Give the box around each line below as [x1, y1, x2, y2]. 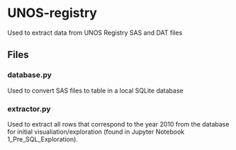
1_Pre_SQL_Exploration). [7, 134, 78, 143]
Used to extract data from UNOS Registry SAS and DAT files [7, 28, 183, 37]
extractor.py [7, 104, 51, 114]
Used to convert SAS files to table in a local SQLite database [7, 86, 184, 95]
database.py [7, 70, 52, 80]
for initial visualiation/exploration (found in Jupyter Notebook [7, 127, 185, 136]
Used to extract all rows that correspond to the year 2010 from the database [7, 120, 230, 128]
